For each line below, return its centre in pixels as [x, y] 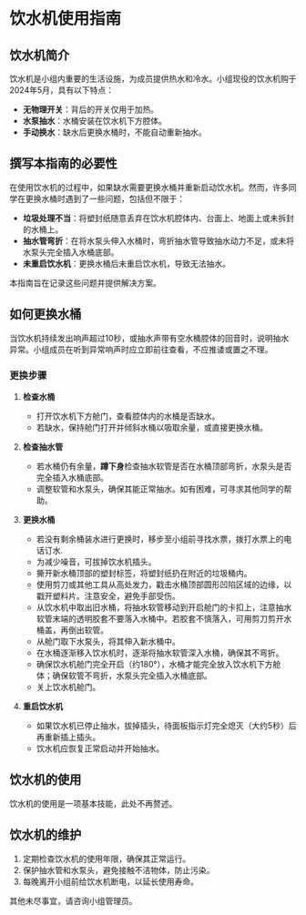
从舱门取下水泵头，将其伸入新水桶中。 [108, 641]
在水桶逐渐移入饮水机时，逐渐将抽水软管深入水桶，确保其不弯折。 [160, 653]
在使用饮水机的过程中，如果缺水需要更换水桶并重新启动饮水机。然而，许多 [149, 187]
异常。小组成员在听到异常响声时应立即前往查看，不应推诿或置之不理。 [141, 349]
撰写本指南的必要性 [63, 163]
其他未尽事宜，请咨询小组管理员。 [73, 900]
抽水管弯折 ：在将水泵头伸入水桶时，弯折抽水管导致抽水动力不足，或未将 [158, 240]
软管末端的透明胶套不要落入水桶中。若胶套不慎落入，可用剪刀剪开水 [164, 618]
